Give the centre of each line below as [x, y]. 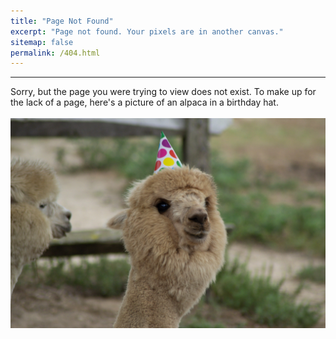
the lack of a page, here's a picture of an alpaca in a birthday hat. [144, 102]
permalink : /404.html [55, 53]
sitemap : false [42, 42]
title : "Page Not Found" [62, 21]
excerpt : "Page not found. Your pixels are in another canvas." [147, 31]
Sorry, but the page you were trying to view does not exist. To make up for [163, 92]
